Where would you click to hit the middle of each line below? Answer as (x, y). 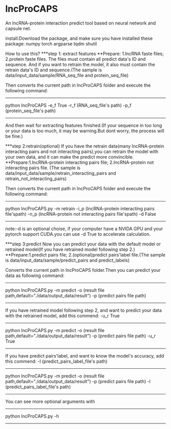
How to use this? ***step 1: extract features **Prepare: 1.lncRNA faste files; (84, 54)
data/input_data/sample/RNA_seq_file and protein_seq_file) (67, 75)
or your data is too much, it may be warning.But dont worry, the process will (85, 131)
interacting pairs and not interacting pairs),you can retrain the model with (82, 152)
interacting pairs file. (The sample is (43, 168)
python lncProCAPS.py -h (32, 416)
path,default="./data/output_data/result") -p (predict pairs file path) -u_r (81, 336)
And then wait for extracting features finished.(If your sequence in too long (84, 125)
